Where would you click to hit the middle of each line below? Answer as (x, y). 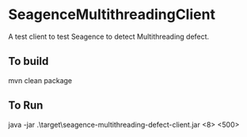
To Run (26, 106)
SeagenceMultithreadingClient (112, 15)
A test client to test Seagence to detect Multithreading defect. (109, 36)
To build (28, 61)
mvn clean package (40, 80)
